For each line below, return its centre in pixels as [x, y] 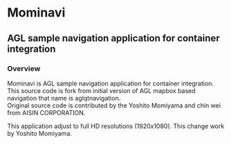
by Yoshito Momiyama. [40, 133]
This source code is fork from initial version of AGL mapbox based [101, 90]
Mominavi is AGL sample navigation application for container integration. [111, 83]
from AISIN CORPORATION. [46, 112]
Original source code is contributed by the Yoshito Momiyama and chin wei [114, 105]
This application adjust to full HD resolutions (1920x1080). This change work [116, 126]
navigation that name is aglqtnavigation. [64, 98]
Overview [24, 68]
